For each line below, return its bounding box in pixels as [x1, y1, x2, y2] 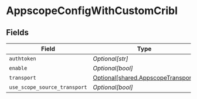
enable [9, 65, 28, 71]
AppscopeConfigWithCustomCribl [6, 4, 178, 18]
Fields [6, 28, 29, 37]
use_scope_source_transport [9, 84, 87, 90]
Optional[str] [93, 54, 128, 63]
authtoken [9, 56, 36, 62]
